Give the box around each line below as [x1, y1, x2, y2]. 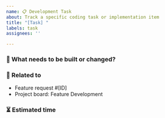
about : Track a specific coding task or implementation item [6, 14, 160, 20]
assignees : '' [6, 31, 41, 37]
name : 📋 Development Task [6, 8, 72, 15]
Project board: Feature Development [14, 91, 103, 98]
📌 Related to [6, 71, 41, 79]
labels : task [6, 25, 38, 31]
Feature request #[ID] [14, 84, 67, 91]
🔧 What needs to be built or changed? [6, 55, 116, 64]
